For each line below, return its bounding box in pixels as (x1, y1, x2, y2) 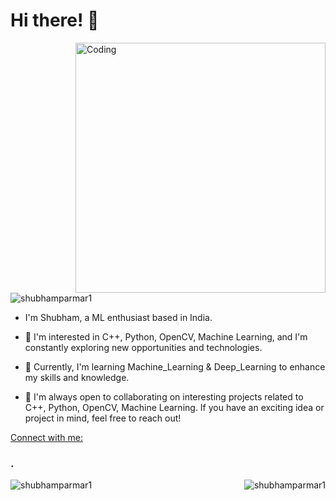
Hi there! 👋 (10, 9, 100, 32)
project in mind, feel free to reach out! (24, 412, 182, 424)
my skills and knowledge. (24, 371, 130, 383)
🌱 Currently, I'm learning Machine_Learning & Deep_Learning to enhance (24, 360, 326, 373)
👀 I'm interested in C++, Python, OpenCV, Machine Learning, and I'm (24, 330, 308, 343)
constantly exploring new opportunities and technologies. (24, 341, 263, 353)
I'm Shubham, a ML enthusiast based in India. (24, 311, 213, 323)
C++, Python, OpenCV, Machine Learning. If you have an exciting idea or (24, 401, 325, 413)
